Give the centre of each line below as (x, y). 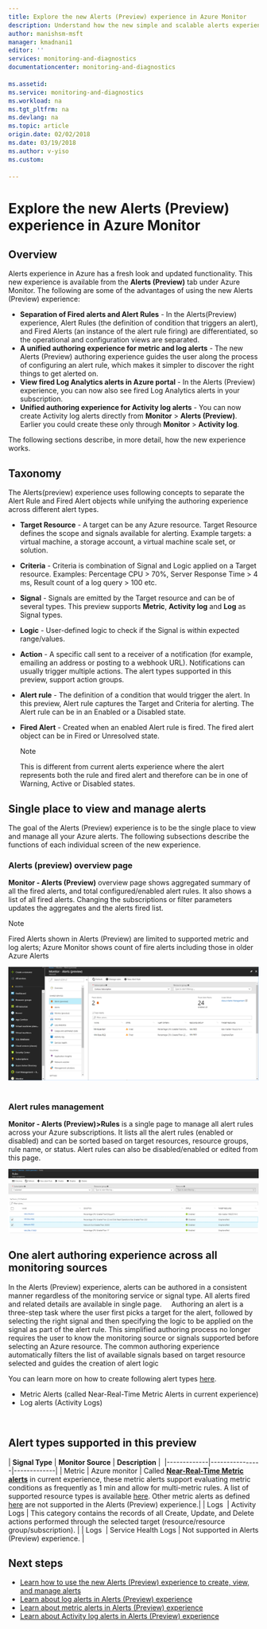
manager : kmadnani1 (41, 42)
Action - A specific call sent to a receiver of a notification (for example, (136, 654)
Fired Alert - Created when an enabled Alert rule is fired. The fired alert (137, 728)
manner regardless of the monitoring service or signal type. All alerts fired (129, 1295)
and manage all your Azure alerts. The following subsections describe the (129, 836)
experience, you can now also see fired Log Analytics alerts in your (130, 391)
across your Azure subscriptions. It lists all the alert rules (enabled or (121, 1133)
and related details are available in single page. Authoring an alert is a (126, 1304)
